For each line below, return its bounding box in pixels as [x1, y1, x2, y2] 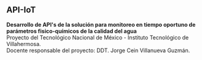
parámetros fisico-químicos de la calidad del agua [6, 27, 137, 35]
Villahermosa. [6, 40, 41, 47]
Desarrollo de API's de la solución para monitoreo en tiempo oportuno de [6, 21, 196, 28]
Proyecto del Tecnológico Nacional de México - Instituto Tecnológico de [6, 33, 189, 41]
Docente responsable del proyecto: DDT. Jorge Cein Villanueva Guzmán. [6, 47, 190, 54]
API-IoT [6, 5, 36, 15]
